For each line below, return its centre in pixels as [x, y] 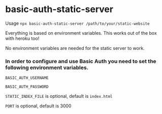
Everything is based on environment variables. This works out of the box [81, 33]
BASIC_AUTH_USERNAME [27, 78]
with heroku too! [22, 38]
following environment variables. [47, 68]
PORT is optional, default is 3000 [38, 106]
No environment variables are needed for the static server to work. [75, 48]
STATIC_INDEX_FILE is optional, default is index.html [59, 96]
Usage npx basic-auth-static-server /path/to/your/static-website [77, 23]
